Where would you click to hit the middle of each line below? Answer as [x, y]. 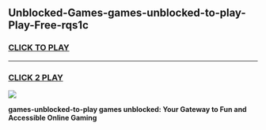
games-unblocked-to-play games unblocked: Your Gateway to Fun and [127, 109]
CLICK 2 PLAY [36, 77]
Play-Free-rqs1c [49, 26]
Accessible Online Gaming [53, 117]
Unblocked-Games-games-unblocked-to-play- [127, 13]
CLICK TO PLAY [39, 48]
